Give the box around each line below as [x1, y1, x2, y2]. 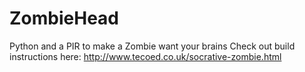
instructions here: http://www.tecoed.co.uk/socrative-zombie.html [9, 50, 282, 62]
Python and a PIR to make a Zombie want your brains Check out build [9, 40, 296, 52]
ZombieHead [9, 7, 120, 30]
